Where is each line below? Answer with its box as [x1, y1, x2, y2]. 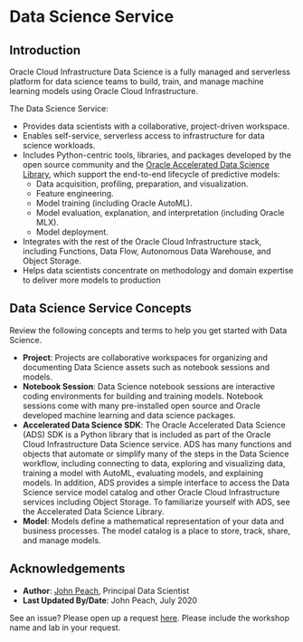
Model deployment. [35, 226, 109, 237]
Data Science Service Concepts [9, 301, 192, 316]
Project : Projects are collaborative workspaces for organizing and [22, 351, 269, 363]
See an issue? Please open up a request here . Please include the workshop [9, 612, 290, 623]
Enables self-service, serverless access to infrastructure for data [22, 130, 265, 141]
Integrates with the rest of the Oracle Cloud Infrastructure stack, [22, 236, 262, 246]
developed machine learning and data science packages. [22, 409, 236, 420]
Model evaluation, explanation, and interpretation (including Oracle [35, 207, 285, 218]
